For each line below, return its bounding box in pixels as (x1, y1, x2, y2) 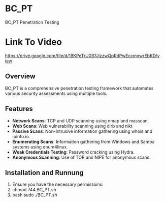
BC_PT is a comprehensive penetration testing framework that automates (5, 85, 154, 91)
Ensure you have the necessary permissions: (12, 181, 103, 187)
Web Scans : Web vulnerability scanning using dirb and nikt (12, 123, 133, 129)
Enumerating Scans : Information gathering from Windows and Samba (12, 139, 155, 144)
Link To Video (5, 36, 63, 48)
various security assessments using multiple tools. (5, 90, 107, 96)
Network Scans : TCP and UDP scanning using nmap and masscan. (12, 117, 149, 123)
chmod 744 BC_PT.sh (12, 187, 57, 193)
